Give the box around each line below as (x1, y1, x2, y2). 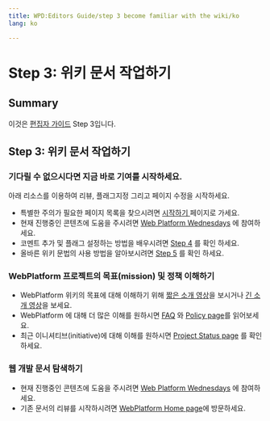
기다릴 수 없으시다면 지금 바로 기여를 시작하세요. (8, 171, 183, 182)
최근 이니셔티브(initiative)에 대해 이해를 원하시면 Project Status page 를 (19, 330, 247, 340)
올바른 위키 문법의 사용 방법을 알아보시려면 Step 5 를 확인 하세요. (19, 248, 224, 259)
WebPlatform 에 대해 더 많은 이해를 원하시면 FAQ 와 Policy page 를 (19, 310, 231, 320)
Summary (8, 96, 59, 110)
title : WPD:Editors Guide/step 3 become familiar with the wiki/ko (8, 11, 240, 20)
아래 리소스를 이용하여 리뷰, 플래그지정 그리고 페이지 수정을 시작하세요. (8, 191, 230, 200)
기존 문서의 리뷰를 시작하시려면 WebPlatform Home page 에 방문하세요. (19, 403, 246, 413)
